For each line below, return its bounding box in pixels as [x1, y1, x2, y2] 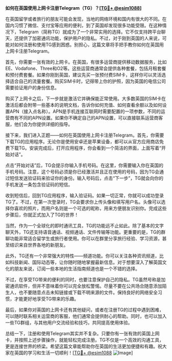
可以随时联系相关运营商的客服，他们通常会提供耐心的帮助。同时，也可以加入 [5, 313, 167, 319]
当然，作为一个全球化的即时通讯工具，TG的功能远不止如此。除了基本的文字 [5, 223, 164, 229]
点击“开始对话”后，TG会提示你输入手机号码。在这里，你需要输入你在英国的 [5, 162, 164, 168]
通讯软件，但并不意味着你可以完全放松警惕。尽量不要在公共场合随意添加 [9, 283, 162, 289]
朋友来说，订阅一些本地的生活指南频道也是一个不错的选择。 [14, 265, 140, 272]
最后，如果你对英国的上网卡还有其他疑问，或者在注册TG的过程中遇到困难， [5, 307, 164, 313]
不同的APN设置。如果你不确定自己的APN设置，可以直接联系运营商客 [18, 115, 163, 121]
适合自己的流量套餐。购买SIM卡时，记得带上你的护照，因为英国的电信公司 [9, 78, 166, 84]
